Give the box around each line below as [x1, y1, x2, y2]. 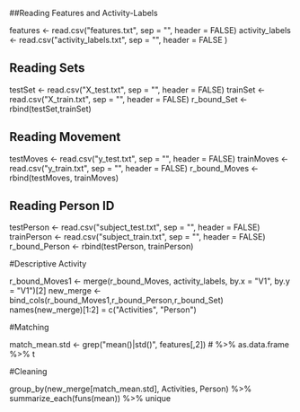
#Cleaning [9, 366, 48, 377]
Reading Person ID [9, 198, 115, 214]
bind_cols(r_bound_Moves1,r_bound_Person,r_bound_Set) [9, 295, 225, 306]
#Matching [9, 322, 49, 333]
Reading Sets [9, 60, 85, 75]
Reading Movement [9, 129, 121, 145]
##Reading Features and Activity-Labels [9, 8, 159, 18]
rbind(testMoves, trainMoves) [9, 172, 119, 183]
